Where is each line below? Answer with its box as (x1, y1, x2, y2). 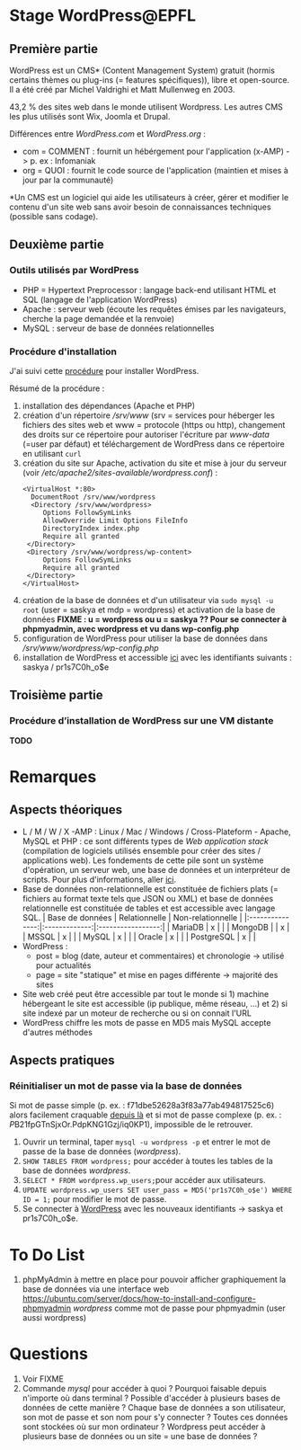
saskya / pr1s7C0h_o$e (22, 662, 110, 672)
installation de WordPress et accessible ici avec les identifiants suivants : (22, 652, 292, 663)
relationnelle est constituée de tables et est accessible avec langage (22, 903, 276, 913)
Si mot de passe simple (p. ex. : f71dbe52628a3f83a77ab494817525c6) (9, 1100, 275, 1111)
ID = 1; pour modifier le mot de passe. (22, 1194, 167, 1205)
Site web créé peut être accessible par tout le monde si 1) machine (22, 988, 270, 999)
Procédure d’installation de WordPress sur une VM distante (9, 715, 274, 727)
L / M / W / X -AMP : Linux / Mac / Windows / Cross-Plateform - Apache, (22, 826, 291, 837)
